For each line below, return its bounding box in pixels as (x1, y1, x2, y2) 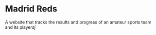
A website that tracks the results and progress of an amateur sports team (5, 19, 152, 25)
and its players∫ (5, 24, 36, 30)
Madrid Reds (5, 3, 57, 14)
